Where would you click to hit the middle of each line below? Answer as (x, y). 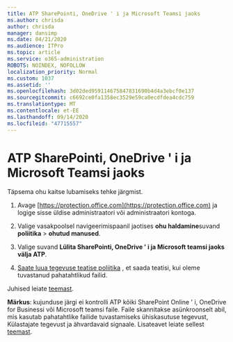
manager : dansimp (32, 33)
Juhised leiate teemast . (41, 288)
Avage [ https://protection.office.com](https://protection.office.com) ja (117, 205)
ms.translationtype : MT (42, 104)
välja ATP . (32, 254)
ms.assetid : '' (29, 85)
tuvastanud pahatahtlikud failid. (62, 275)
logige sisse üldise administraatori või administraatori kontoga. (107, 213)
